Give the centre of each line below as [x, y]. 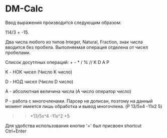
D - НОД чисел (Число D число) [39, 81]
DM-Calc [24, 9]
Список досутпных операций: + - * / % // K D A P [57, 62]
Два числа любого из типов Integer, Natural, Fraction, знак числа [74, 42]
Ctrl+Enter [16, 131]
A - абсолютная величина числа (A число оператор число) [68, 91]
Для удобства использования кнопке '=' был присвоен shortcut [73, 125]
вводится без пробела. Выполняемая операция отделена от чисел [77, 47]
